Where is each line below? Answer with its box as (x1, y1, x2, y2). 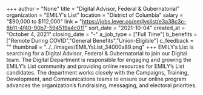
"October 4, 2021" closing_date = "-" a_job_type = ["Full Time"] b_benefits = (6, 31, 198, 38)
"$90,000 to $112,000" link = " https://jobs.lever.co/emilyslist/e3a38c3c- (6, 18, 187, 25)
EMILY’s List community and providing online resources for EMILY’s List (6, 63, 185, 70)
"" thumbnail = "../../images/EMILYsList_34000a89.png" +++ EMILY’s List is (6, 43, 194, 51)
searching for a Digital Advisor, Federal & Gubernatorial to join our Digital (6, 50, 188, 57)
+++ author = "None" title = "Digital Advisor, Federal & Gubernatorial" (6, 5, 180, 12)
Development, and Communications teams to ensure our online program (6, 75, 187, 82)
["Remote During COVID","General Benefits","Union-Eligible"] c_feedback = (6, 37, 194, 44)
